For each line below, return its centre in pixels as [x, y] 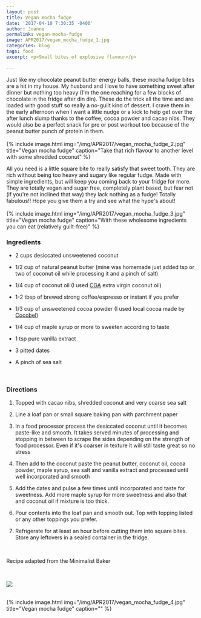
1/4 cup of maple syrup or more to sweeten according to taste [92, 327]
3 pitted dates [32, 350]
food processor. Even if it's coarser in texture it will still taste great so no [105, 445]
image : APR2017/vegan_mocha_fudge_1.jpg [58, 40]
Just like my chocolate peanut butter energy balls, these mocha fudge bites [100, 79]
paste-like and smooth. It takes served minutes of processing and [97, 433]
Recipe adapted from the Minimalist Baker [58, 561]
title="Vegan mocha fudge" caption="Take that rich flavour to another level [100, 150]
